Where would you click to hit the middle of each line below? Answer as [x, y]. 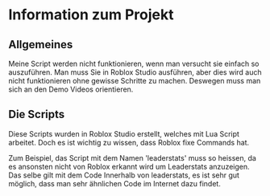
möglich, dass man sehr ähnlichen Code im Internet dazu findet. [115, 183]
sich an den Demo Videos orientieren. [71, 89]
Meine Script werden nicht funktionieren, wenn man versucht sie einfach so [134, 63]
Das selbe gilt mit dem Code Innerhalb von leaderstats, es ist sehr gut [124, 175]
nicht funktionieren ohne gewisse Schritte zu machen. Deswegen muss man [135, 81]
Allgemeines [41, 45]
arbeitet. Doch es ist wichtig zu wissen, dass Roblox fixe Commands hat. [129, 142]
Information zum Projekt [91, 15]
